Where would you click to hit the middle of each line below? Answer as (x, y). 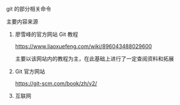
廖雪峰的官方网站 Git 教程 (47, 34)
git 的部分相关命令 (29, 9)
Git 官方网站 (30, 71)
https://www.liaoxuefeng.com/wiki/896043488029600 (83, 46)
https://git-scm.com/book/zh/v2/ (56, 83)
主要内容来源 (22, 22)
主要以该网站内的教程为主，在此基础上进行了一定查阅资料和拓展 (94, 58)
